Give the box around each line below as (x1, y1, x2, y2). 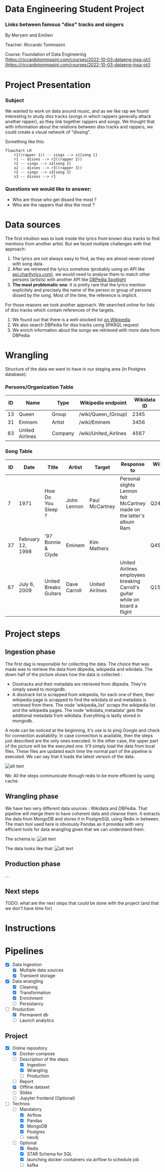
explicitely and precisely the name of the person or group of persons (12, 287, 151, 293)
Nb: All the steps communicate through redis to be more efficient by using (5, 773, 155, 779)
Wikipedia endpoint (80, 399, 127, 406)
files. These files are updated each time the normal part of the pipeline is (5, 748, 152, 754)
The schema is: (5, 836, 36, 842)
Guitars (44, 590, 61, 597)
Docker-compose (19, 1051, 55, 1056)
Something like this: (5, 138, 45, 144)
